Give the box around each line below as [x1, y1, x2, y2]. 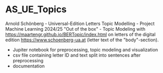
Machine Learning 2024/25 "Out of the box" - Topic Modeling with [5, 26, 146, 32]
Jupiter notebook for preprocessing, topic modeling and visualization [12, 46, 158, 53]
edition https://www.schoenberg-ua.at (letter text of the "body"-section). [5, 37, 159, 43]
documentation [12, 63, 45, 69]
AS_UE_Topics [5, 4, 67, 15]
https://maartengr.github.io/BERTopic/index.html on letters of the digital [5, 31, 156, 37]
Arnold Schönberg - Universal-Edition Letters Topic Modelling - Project [5, 20, 155, 27]
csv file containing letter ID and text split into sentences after [12, 52, 141, 58]
